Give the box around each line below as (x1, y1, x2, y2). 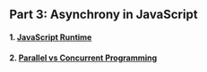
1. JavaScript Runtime (9, 31, 92, 43)
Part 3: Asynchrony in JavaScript (9, 7, 199, 22)
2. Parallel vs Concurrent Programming (9, 52, 158, 63)
